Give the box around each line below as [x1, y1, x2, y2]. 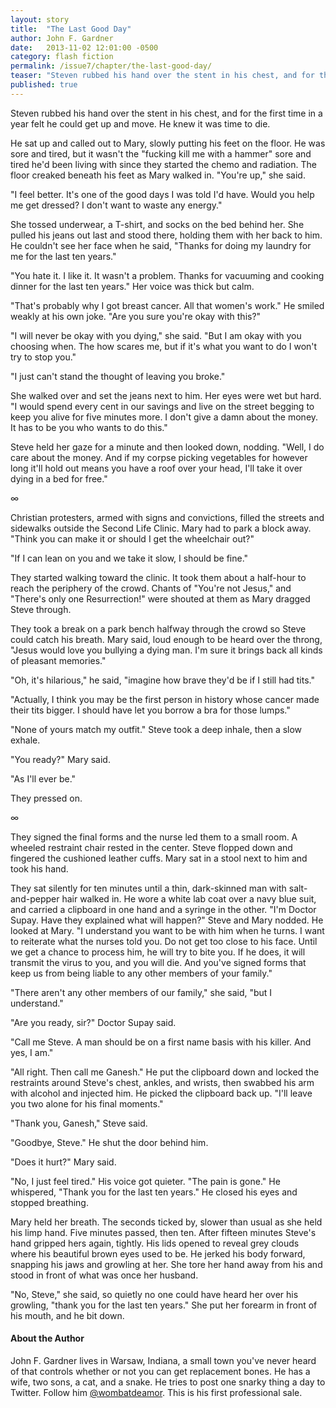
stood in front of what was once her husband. [10, 1269, 199, 1281]
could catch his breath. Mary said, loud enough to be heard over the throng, [10, 633, 323, 645]
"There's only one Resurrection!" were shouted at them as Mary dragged [10, 592, 311, 605]
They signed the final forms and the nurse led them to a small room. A [10, 831, 298, 843]
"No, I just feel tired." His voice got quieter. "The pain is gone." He [10, 1175, 281, 1187]
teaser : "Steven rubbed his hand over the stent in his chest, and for [10, 71, 315, 81]
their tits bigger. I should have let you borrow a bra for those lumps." [10, 704, 291, 716]
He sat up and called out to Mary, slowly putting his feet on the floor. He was [10, 137, 326, 149]
